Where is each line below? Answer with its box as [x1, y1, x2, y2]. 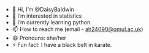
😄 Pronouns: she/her [12, 34, 66, 41]
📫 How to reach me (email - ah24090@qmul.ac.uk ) [12, 26, 143, 33]
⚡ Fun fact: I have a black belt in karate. [12, 41, 112, 48]
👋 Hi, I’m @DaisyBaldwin [12, 6, 75, 13]
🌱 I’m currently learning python [12, 19, 91, 26]
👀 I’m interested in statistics [12, 12, 82, 19]
